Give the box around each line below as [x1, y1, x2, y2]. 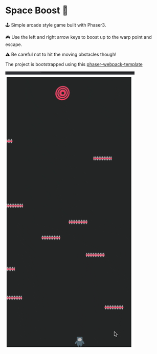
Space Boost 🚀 [5, 5, 69, 16]
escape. [5, 41, 23, 48]
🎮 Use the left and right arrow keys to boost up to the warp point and [5, 34, 152, 40]
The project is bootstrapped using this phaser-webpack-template [5, 61, 143, 67]
